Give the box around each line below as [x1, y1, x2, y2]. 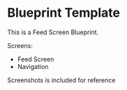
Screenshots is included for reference [7, 75, 116, 84]
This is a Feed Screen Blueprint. [7, 28, 99, 36]
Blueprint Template [7, 5, 121, 21]
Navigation [17, 62, 49, 70]
